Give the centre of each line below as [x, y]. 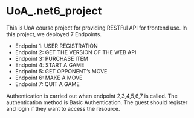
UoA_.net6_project [54, 11]
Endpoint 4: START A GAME [50, 65]
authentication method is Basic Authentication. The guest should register [97, 102]
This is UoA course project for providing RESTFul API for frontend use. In [97, 28]
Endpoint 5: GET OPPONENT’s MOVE [61, 71]
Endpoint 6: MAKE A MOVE [49, 78]
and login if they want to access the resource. [63, 108]
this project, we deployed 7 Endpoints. [54, 34]
